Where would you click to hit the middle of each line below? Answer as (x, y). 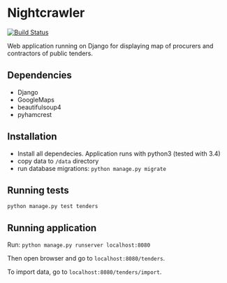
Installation (32, 137)
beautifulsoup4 (39, 107)
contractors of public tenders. (50, 53)
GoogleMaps (36, 99)
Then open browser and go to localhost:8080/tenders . (86, 258)
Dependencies (39, 75)
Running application (52, 228)
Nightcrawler (46, 13)
